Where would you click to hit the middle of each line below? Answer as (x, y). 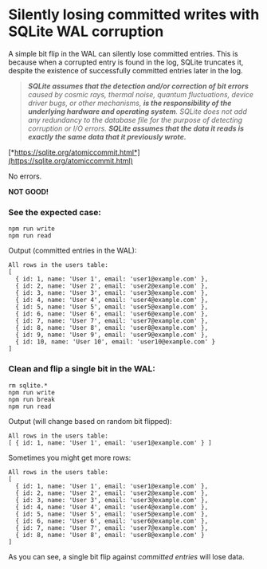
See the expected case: (55, 212)
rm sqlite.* (28, 385)
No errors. (25, 176)
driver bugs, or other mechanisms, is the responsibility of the (130, 103)
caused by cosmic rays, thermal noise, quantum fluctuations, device (140, 94)
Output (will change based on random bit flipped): (90, 421)
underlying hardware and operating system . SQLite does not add (137, 111)
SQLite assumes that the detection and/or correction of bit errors (138, 86)
